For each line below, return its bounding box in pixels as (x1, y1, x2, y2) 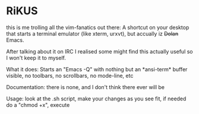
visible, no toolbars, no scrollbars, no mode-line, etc (6, 72, 134, 79)
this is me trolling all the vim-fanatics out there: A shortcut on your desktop (6, 24, 189, 31)
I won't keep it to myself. (6, 54, 67, 61)
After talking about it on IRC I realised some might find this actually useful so (6, 47, 193, 55)
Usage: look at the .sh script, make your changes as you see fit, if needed (6, 95, 187, 102)
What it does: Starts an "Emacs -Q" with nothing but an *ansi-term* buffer (6, 65, 188, 72)
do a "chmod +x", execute (6, 101, 70, 108)
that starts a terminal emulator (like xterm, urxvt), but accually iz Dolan (6, 30, 179, 37)
